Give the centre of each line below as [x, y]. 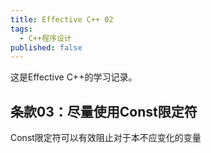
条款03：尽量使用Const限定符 [104, 111]
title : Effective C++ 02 [62, 19]
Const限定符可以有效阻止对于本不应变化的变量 [106, 138]
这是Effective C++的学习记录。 [74, 77]
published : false [46, 47]
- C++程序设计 [45, 38]
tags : [21, 29]
